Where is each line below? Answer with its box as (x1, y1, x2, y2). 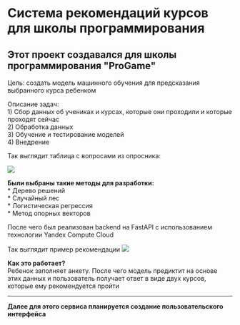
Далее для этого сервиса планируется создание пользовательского (7, 302, 224, 311)
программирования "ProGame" (7, 59, 156, 72)
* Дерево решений (7, 187, 66, 195)
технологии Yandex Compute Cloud (7, 230, 114, 239)
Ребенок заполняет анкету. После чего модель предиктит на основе (7, 267, 218, 275)
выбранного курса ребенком (7, 86, 96, 94)
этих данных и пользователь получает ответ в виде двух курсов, (7, 274, 206, 282)
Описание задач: (7, 100, 59, 108)
